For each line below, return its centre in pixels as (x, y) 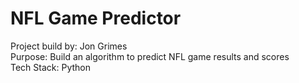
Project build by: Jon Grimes (69, 46)
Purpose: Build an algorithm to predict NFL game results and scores (150, 56)
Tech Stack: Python (51, 67)
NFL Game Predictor (96, 18)
